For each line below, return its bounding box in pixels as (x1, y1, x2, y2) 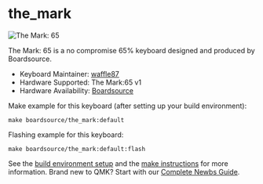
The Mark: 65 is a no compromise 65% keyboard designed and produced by (8, 45, 255, 55)
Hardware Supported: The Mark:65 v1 (19, 78, 142, 87)
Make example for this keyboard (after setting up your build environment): (8, 101, 247, 110)
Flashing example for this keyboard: (8, 130, 124, 139)
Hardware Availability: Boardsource (19, 85, 134, 95)
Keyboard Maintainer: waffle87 (19, 69, 120, 78)
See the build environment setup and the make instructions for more (8, 158, 229, 168)
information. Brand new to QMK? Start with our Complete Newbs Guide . (8, 167, 240, 176)
